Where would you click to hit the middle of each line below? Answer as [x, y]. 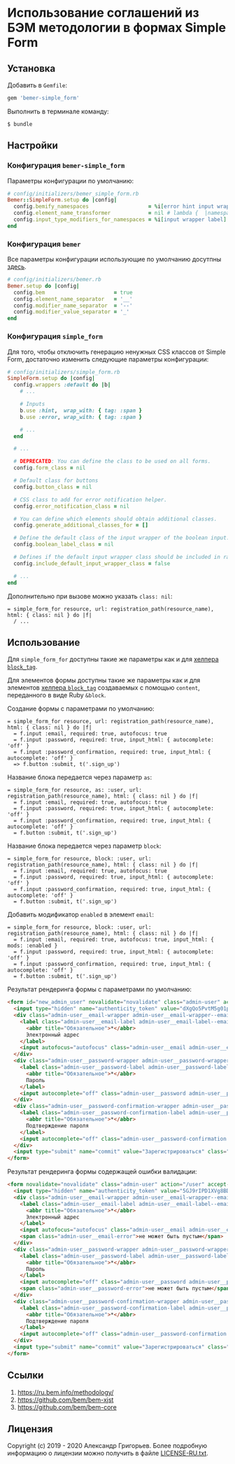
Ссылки [26, 1376]
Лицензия [30, 1429]
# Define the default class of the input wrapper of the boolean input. [122, 538]
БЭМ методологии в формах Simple [116, 28]
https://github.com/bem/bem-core [67, 1407]
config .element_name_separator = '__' [73, 299]
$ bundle [20, 124]
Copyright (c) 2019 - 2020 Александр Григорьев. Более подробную [107, 1446]
